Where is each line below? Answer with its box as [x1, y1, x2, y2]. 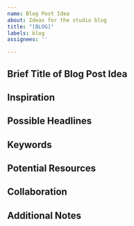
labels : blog [7, 29, 45, 37]
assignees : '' [7, 36, 49, 43]
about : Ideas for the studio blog [7, 17, 108, 24]
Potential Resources [7, 163, 97, 175]
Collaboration [7, 186, 67, 198]
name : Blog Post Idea [7, 10, 70, 17]
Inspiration [7, 91, 56, 103]
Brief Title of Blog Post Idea [7, 67, 128, 80]
